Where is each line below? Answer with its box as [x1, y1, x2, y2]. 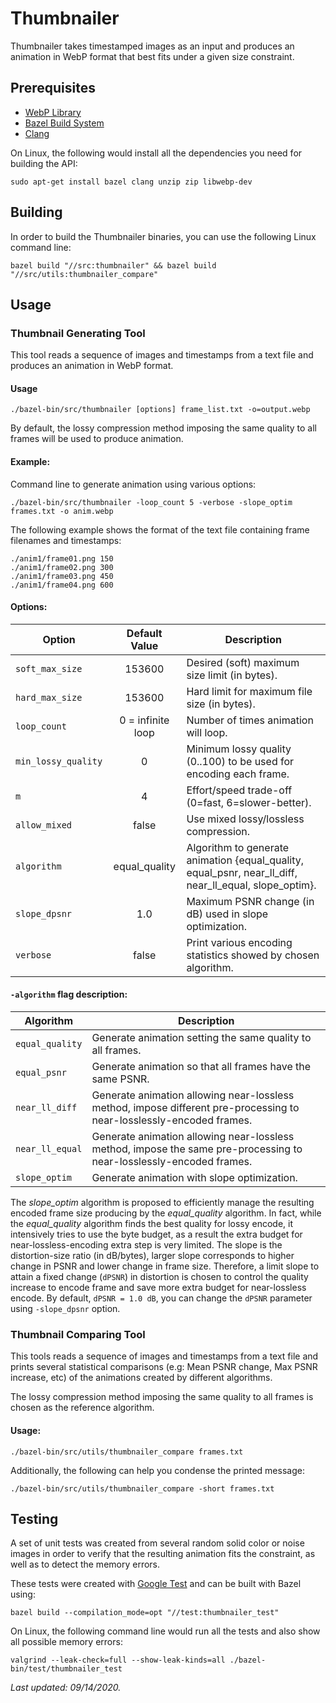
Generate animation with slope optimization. [91, 1171, 298, 1185]
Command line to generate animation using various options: [10, 478, 257, 490]
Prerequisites [10, 80, 96, 97]
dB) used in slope [186, 907, 269, 921]
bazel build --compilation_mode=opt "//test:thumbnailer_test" [10, 1608, 280, 1618]
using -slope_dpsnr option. [10, 1303, 121, 1315]
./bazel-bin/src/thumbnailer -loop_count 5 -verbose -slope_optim [10, 497, 293, 507]
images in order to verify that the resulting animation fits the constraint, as [10, 1548, 316, 1560]
